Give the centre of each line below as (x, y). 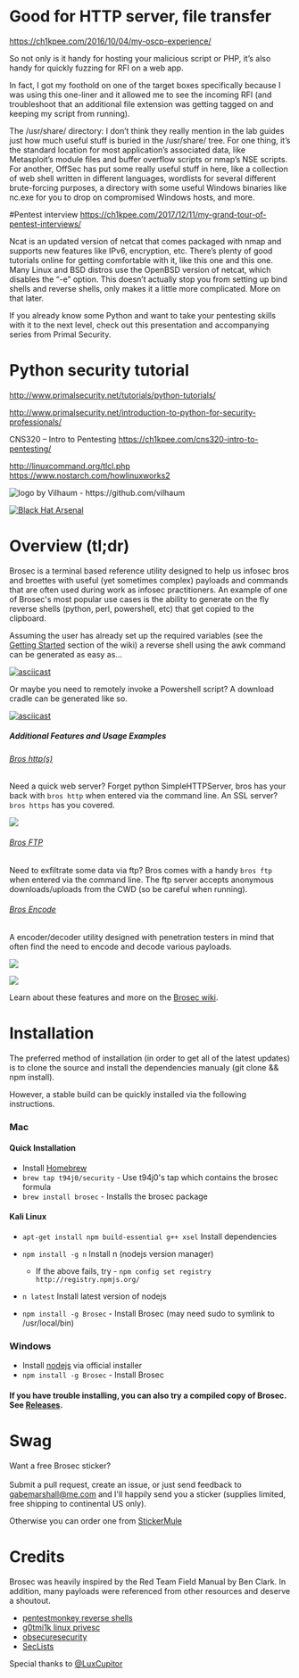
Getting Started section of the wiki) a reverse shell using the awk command (147, 645)
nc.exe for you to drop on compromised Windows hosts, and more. (132, 197)
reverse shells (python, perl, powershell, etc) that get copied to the (132, 608)
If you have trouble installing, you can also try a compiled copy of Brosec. (148, 1395)
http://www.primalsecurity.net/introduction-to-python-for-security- (133, 412)
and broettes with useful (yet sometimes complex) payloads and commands (149, 580)
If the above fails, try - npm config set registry (123, 1271)
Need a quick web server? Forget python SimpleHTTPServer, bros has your (148, 786)
